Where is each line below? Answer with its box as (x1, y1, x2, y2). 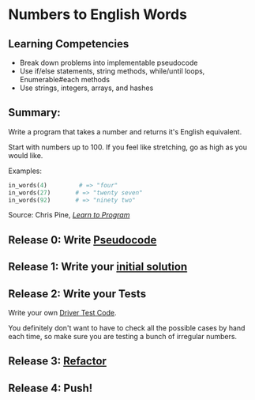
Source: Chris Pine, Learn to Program (8, 210, 130, 220)
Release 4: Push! (8, 381, 93, 394)
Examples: (8, 166, 42, 175)
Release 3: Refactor (8, 354, 107, 368)
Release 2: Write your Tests (8, 287, 147, 300)
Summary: (8, 106, 61, 119)
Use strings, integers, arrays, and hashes (19, 83, 154, 92)
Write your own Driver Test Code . (8, 308, 117, 318)
